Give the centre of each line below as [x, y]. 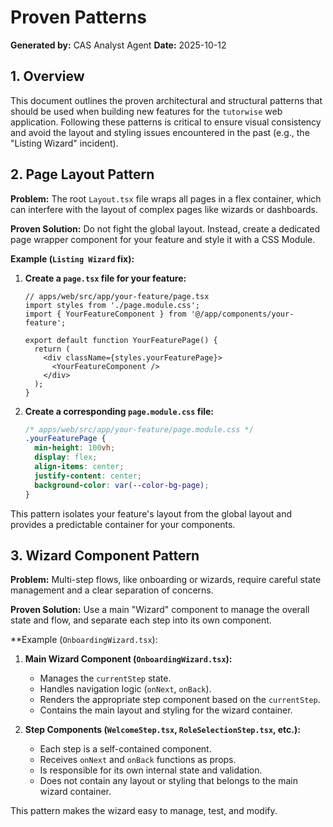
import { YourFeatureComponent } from [105, 314]
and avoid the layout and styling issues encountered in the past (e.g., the [160, 132]
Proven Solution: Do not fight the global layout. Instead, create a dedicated [165, 228]
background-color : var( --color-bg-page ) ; [122, 485]
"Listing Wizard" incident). [64, 143]
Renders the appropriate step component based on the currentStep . [180, 700]
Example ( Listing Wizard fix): [72, 258]
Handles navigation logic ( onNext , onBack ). [125, 689]
